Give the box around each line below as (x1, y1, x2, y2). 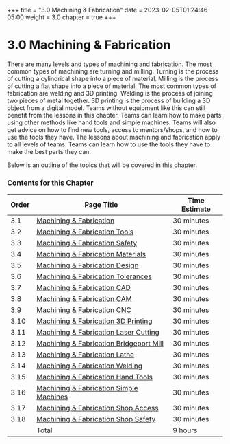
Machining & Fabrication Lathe (36, 350, 135, 359)
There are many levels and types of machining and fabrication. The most (7, 60, 212, 68)
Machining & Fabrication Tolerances (36, 271, 152, 281)
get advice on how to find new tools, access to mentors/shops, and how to (7, 125, 218, 133)
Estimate (181, 204, 211, 214)
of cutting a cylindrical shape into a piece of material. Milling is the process (7, 74, 218, 82)
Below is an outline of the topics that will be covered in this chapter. (7, 161, 198, 169)
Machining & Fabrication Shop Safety (36, 414, 156, 424)
